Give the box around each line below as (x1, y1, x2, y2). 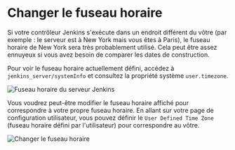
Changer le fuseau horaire (7, 5, 163, 21)
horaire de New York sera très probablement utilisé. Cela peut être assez (7, 43, 217, 51)
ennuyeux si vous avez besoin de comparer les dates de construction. (7, 50, 210, 59)
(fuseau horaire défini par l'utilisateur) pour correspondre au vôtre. (7, 121, 200, 129)
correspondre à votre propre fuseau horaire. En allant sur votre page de (7, 106, 214, 114)
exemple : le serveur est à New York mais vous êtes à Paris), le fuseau (7, 35, 210, 43)
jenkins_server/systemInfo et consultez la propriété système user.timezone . (7, 71, 229, 80)
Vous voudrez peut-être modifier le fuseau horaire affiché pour (7, 98, 189, 107)
